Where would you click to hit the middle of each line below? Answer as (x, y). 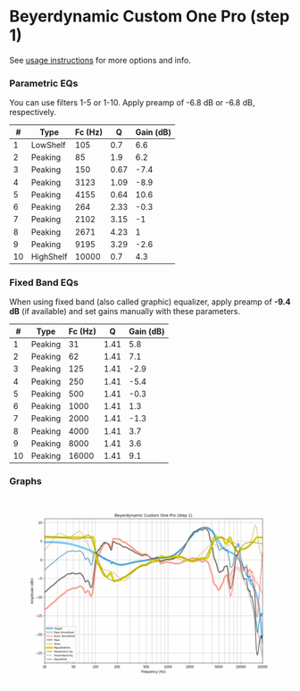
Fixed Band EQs (44, 282)
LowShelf (48, 145)
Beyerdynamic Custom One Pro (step (150, 17)
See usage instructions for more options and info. (100, 60)
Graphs (25, 481)
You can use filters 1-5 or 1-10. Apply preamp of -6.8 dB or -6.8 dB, (132, 103)
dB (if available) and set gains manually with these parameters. (125, 312)
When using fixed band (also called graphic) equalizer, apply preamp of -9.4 (150, 302)
